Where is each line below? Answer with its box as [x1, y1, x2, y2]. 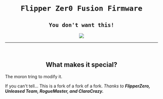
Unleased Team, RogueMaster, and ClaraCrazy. [5, 88, 104, 94]
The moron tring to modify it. [5, 73, 63, 79]
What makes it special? [46, 61, 117, 69]
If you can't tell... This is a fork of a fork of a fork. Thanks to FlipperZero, [5, 83, 150, 89]
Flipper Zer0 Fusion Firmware [20, 4, 143, 13]
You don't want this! [49, 21, 114, 28]
